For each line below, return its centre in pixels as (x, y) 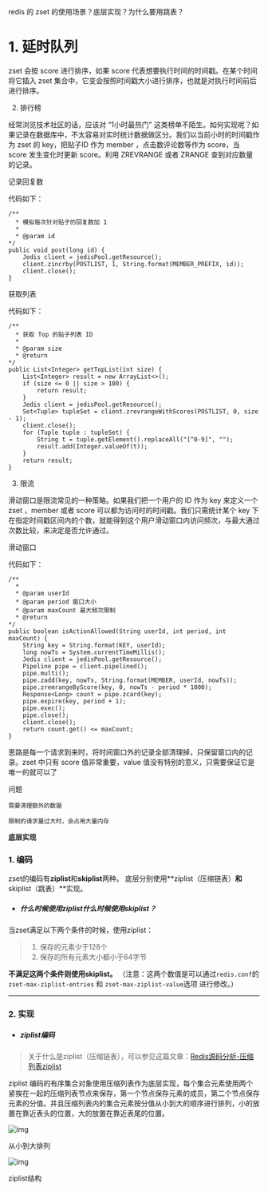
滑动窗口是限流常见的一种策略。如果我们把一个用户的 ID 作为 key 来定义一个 (133, 500)
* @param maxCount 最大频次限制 (65, 610)
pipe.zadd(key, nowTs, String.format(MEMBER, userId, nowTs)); (130, 680)
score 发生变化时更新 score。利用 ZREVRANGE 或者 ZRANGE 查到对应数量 (131, 154)
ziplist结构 (25, 1178)
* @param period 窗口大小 (56, 602)
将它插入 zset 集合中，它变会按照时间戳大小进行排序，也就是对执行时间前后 (132, 80)
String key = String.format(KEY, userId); (94, 645)
